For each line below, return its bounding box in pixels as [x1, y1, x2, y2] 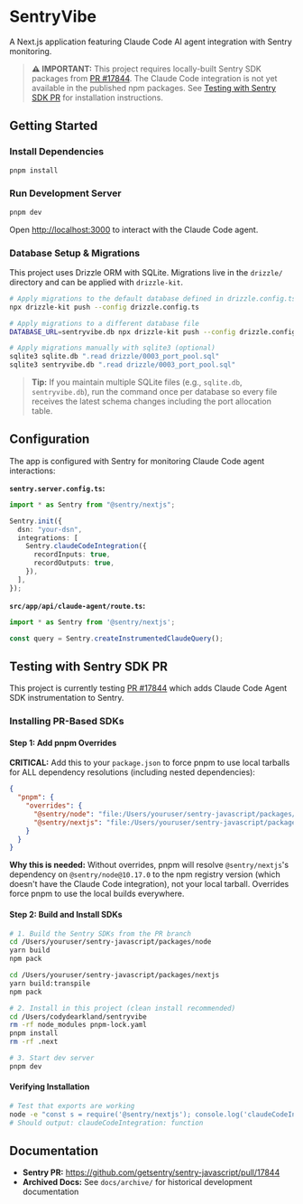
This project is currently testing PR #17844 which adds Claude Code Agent [9, 683, 288, 694]
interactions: [9, 465, 56, 476]
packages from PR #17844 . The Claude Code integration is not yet [31, 72, 278, 83]
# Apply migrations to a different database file [9, 319, 200, 328]
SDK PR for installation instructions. [31, 92, 164, 103]
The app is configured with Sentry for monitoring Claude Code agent [9, 455, 265, 466]
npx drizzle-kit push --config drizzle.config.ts [9, 303, 200, 312]
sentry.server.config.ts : [9, 482, 106, 493]
